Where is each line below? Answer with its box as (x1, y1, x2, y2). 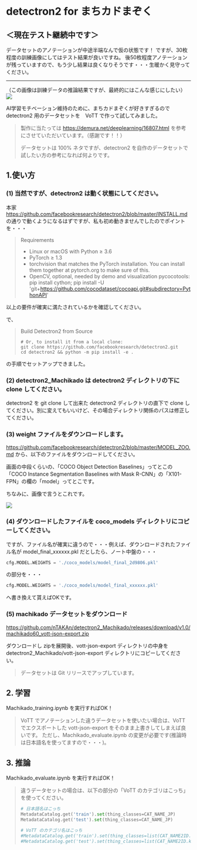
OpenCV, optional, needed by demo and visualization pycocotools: (29, 272, 191, 279)
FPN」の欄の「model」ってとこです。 (6, 478, 98, 485)
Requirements (20, 236, 55, 243)
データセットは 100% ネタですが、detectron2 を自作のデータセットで (20, 144, 189, 151)
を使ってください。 (20, 794, 67, 801)
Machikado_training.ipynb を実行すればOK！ (6, 705, 113, 712)
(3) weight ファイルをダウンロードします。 (6, 430, 127, 438)
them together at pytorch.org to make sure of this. (29, 267, 150, 274)
